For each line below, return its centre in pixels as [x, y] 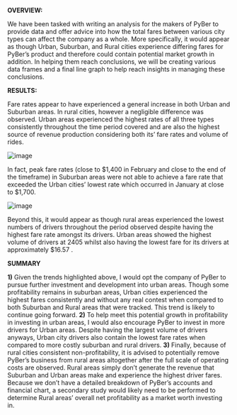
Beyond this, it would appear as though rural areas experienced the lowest [116, 220]
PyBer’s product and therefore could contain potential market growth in [111, 54]
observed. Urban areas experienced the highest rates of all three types [111, 119]
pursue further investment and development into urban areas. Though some [118, 284]
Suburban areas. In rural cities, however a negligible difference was [105, 112]
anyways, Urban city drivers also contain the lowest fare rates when [106, 337]
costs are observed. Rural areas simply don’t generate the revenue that [111, 367]
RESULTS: [22, 90]
